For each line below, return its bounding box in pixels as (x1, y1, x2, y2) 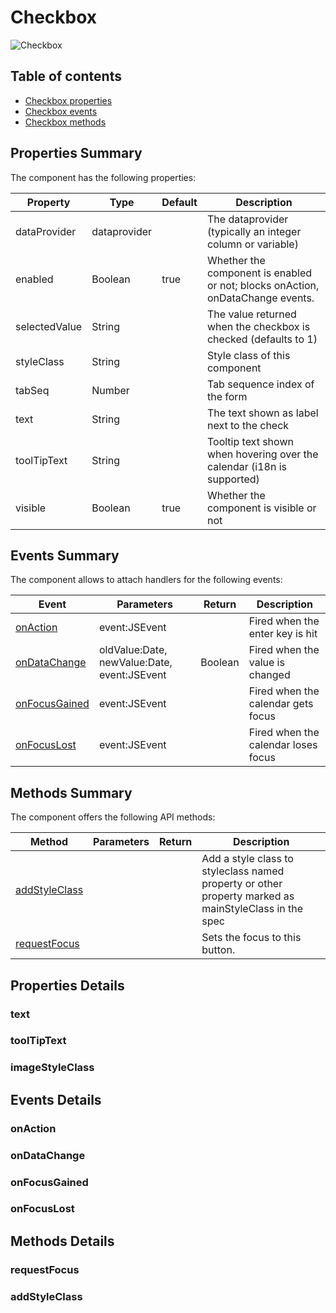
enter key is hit (248, 627, 318, 641)
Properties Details (10, 977, 125, 994)
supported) (206, 472, 260, 486)
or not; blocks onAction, (206, 278, 320, 292)
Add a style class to (201, 852, 294, 866)
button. (201, 943, 236, 957)
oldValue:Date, (98, 643, 168, 657)
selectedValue (15, 319, 83, 333)
